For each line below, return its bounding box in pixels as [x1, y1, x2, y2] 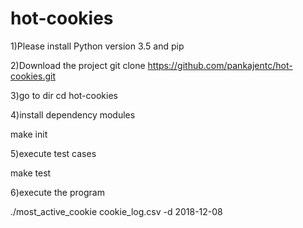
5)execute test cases [10, 147, 97, 159]
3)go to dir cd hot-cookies [10, 89, 118, 101]
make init [10, 128, 48, 140]
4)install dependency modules [10, 108, 136, 121]
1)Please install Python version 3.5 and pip [10, 40, 185, 52]
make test [10, 167, 52, 179]
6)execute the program [10, 186, 105, 198]
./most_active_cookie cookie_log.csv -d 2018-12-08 [10, 205, 223, 217]
